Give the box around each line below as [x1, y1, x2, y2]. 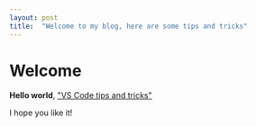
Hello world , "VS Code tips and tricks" [9, 90, 152, 101]
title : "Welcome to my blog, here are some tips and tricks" [9, 22, 248, 31]
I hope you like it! [9, 107, 73, 118]
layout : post [9, 13, 59, 23]
